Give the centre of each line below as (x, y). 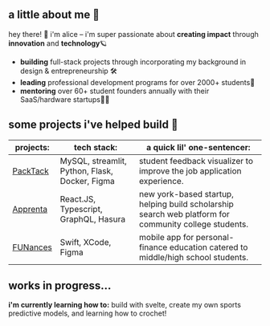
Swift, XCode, (86, 242)
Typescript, (81, 209)
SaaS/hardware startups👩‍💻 (65, 99)
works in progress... (60, 286)
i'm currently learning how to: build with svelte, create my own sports (125, 305)
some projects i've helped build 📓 (93, 125)
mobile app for (167, 237)
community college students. (194, 224)
